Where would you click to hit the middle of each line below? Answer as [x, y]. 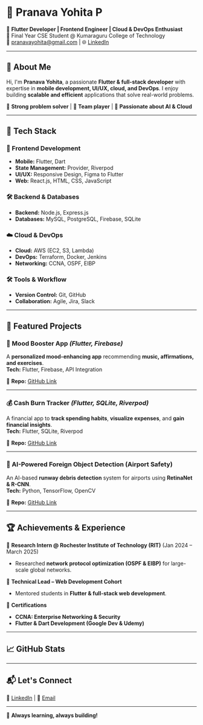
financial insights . [29, 425]
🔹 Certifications [27, 605]
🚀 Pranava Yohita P [54, 12]
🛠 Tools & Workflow [37, 279]
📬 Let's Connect [39, 680]
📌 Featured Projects [44, 326]
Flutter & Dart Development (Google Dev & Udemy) [79, 623]
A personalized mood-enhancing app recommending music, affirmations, [100, 356]
